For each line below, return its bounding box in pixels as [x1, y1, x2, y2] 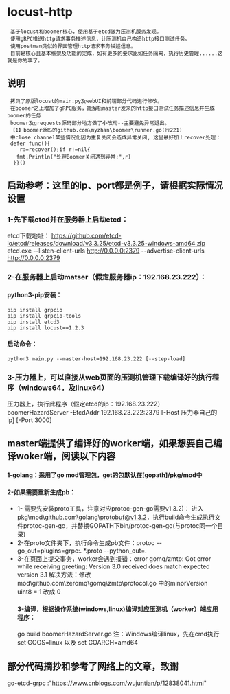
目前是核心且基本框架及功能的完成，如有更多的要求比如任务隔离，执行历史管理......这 [10, 49, 223, 57]
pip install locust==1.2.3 [7, 324, 84, 332]
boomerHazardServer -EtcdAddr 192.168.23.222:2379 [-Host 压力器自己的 [7, 408, 218, 417]
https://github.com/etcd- [51, 231, 122, 240]
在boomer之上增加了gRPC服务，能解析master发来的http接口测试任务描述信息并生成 [10, 104, 215, 112]
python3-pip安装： [7, 290, 62, 299]
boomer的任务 [7, 112, 41, 119]
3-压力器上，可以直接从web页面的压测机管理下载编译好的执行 [7, 372, 213, 382]
